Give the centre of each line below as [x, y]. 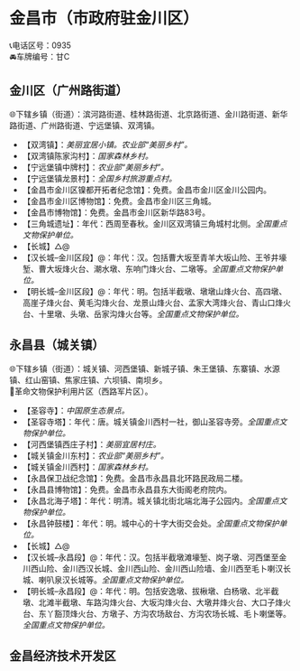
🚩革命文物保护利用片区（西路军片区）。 [81, 391]
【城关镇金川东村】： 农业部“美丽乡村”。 [95, 455]
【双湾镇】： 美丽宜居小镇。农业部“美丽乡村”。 [107, 144]
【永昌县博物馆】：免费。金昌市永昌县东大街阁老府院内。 [127, 489]
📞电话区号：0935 [41, 45]
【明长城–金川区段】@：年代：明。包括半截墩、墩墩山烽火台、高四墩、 [155, 291]
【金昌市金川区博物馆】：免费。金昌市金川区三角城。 [119, 200]
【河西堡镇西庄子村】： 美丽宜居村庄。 [91, 444]
